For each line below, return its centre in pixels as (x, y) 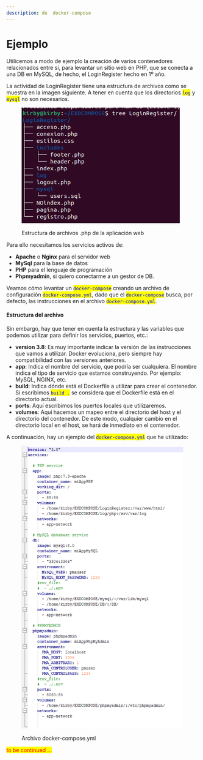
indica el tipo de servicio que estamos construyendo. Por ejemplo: (98, 373)
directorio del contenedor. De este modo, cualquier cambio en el (96, 418)
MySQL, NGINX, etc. (41, 379)
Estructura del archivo (35, 315)
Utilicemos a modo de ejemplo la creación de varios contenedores (90, 61)
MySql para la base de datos (52, 263)
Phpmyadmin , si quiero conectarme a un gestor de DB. (84, 276)
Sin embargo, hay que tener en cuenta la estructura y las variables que (95, 328)
